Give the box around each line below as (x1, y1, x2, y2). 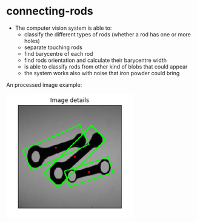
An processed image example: (6, 81, 82, 89)
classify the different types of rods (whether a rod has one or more (24, 30, 191, 38)
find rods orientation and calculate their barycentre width (24, 56, 167, 64)
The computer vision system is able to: (15, 24, 112, 32)
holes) (24, 37, 41, 44)
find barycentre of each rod (24, 50, 93, 57)
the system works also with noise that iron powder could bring (24, 69, 180, 76)
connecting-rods (6, 4, 93, 18)
